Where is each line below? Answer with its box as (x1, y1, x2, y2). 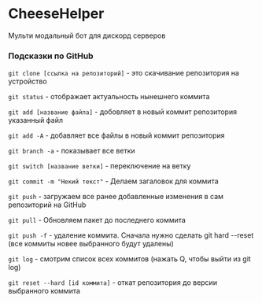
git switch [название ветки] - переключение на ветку (8, 161, 191, 171)
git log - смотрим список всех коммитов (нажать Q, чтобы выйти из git (8, 254, 252, 264)
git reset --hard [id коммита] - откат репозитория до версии (8, 278, 218, 287)
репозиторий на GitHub (8, 200, 87, 209)
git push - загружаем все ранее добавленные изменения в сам (8, 192, 224, 201)
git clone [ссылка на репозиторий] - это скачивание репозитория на (8, 68, 240, 78)
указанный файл (8, 116, 64, 125)
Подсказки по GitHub (8, 50, 94, 61)
